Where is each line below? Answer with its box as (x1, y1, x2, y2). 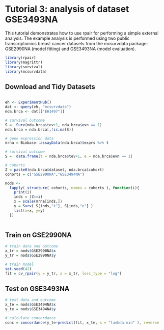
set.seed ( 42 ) (5, 266, 32, 271)
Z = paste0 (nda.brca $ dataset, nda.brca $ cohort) (5, 167, 105, 172)
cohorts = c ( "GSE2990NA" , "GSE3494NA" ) (5, 172, 84, 177)
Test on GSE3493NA (5, 284, 70, 293)
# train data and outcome (5, 244, 58, 249)
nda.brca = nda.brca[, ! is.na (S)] (5, 127, 74, 132)
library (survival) (5, 64, 43, 69)
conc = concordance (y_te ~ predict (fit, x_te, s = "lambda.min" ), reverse (5, 320, 160, 325)
